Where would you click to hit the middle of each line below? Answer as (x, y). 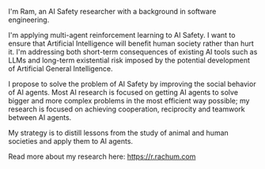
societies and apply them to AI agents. (70, 141)
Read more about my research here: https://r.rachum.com (102, 156)
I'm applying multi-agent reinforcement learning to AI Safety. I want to (122, 35)
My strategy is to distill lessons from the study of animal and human (119, 133)
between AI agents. (40, 117)
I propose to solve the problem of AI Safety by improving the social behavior (132, 84)
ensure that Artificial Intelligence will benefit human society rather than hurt (131, 43)
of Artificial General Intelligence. (61, 69)
